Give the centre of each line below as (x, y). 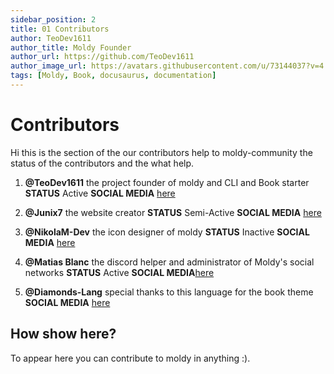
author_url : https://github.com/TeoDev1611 (102, 57)
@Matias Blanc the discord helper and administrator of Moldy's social (169, 262)
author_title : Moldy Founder (71, 47)
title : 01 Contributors (60, 29)
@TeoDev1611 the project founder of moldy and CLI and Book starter (167, 182)
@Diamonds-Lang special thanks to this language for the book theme (169, 292)
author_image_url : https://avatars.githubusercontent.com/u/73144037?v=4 (167, 66)
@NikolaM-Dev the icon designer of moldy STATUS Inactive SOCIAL (167, 232)
